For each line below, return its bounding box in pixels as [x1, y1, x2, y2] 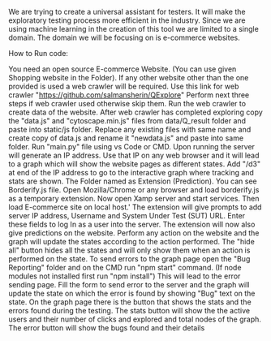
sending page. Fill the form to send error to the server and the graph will [8, 280, 250, 289]
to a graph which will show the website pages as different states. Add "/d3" [8, 159, 261, 169]
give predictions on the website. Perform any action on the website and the [8, 228, 260, 238]
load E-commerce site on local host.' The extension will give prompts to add [8, 202, 262, 212]
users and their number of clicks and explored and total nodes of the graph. [8, 314, 262, 324]
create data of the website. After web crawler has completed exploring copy [8, 107, 264, 117]
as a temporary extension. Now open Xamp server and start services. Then [8, 194, 260, 203]
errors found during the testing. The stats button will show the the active [8, 306, 250, 315]
